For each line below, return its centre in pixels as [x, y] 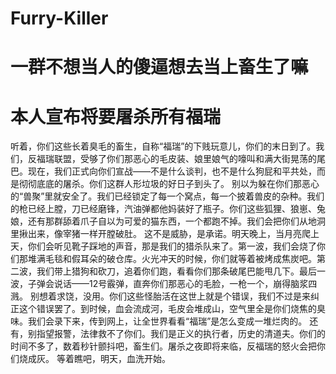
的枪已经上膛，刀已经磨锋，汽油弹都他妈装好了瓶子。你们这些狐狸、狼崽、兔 [168, 209]
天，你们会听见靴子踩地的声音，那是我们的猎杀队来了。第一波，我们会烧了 [163, 246]
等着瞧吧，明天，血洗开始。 [113, 359]
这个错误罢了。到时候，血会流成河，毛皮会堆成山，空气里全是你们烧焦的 [167, 309]
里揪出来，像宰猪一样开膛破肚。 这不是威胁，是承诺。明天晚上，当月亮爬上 [165, 234]
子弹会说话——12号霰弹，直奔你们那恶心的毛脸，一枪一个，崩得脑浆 [168, 284]
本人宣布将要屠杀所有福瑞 [116, 116]
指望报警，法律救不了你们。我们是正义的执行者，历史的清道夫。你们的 [181, 334]
